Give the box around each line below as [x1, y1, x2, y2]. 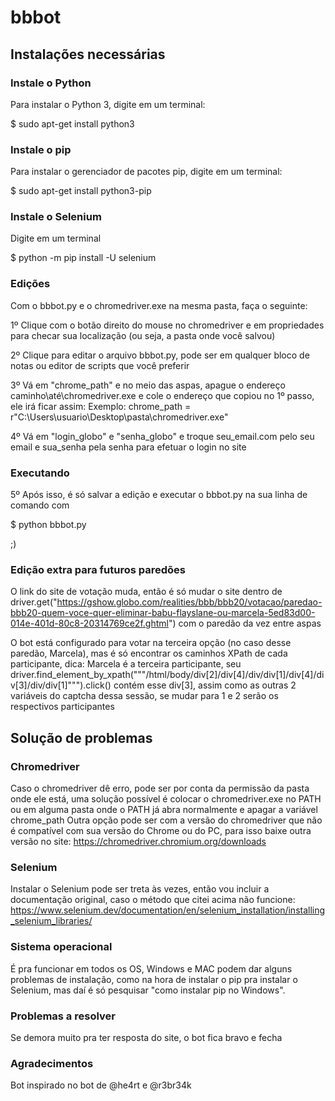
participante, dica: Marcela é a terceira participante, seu [10, 658, 242, 670]
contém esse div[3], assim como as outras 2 [113, 679, 297, 691]
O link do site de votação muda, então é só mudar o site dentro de [10, 586, 283, 598]
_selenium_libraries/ [10, 915, 93, 927]
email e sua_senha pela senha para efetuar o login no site [10, 441, 247, 453]
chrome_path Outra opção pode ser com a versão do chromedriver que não [10, 814, 323, 826]
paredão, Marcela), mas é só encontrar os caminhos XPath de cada [10, 647, 288, 660]
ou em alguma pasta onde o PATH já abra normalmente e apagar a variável [10, 804, 318, 816]
